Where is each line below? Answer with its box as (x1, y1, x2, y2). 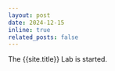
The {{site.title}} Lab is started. (8, 55, 108, 64)
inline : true (8, 26, 51, 34)
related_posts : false (8, 33, 79, 41)
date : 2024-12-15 (8, 19, 65, 27)
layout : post (8, 11, 51, 20)
